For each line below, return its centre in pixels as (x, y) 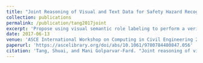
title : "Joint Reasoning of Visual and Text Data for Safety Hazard (94, 12)
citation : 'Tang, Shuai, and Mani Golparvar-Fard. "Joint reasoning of (98, 51)
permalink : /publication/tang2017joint (56, 23)
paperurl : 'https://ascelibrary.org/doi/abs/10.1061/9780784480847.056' (100, 46)
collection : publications (39, 17)
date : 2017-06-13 (28, 34)
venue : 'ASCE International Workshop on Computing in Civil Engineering (100, 40)
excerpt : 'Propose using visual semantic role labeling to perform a (96, 28)
